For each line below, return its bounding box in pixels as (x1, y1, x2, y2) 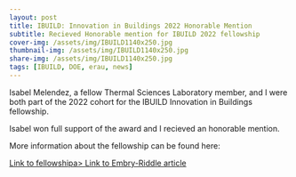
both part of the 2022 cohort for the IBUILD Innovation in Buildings (9, 96, 253, 107)
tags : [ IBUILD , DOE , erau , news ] (9, 63, 133, 72)
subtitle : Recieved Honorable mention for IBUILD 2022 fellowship (9, 29, 260, 38)
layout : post (9, 12, 58, 22)
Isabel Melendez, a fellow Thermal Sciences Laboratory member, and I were (9, 86, 288, 98)
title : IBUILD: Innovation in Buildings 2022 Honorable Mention (9, 21, 252, 30)
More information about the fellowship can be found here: (9, 140, 220, 151)
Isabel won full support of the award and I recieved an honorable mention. (9, 123, 280, 133)
